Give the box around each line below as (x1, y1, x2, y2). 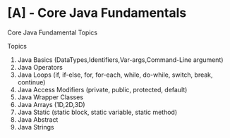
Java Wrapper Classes (17, 93, 83, 101)
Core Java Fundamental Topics (7, 28, 98, 37)
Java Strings (17, 123, 54, 131)
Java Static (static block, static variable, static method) (17, 108, 178, 116)
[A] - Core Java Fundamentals (7, 5, 187, 21)
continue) (17, 77, 46, 86)
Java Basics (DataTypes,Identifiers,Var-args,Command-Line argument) (17, 55, 224, 64)
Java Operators (17, 63, 63, 71)
